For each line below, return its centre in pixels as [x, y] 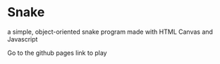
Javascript [23, 39]
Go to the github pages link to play [57, 53]
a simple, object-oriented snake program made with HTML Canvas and [110, 32]
